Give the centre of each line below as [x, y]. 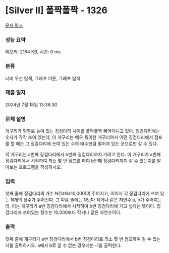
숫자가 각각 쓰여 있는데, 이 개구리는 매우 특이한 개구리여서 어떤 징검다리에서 [79, 137]
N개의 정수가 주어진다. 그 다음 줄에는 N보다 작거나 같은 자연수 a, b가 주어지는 [86, 200]
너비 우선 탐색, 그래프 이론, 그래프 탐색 [43, 78]
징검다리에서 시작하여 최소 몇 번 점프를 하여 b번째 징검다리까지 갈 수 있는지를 [80, 161]
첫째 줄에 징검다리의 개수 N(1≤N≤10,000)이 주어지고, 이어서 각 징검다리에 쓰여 [82, 194]
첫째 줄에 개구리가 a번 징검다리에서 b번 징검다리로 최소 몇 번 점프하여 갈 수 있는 [83, 239]
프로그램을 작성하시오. [40, 167]
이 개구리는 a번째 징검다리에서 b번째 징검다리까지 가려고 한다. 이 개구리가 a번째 [83, 155]
